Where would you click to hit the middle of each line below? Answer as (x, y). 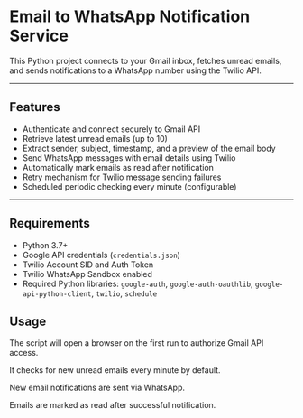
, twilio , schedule (124, 293)
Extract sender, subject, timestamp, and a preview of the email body (149, 148)
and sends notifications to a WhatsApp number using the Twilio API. (135, 70)
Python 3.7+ (45, 245)
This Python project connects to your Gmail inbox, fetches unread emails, (146, 60)
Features (35, 107)
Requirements (50, 223)
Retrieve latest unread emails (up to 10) (95, 138)
